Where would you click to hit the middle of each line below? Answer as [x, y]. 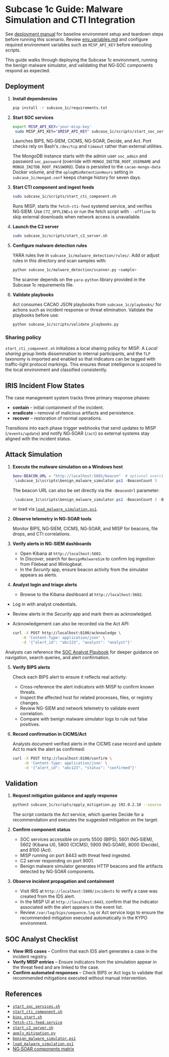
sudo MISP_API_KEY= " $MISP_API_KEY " [52, 131]
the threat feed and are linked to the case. [56, 967]
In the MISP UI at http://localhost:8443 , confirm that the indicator [89, 902]
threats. [28, 692]
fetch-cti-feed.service [37, 1022]
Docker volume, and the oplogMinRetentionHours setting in [73, 172]
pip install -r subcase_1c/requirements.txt [60, 108]
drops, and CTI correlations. [41, 534]
